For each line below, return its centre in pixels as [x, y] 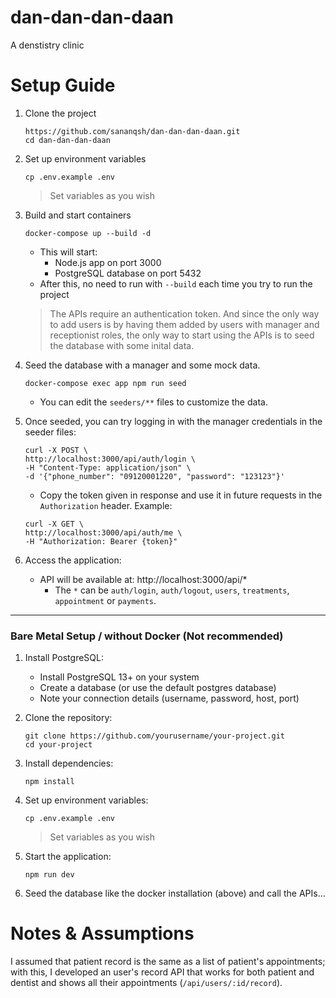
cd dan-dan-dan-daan [67, 140]
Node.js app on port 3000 [108, 262]
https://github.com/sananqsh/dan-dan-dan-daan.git [132, 131]
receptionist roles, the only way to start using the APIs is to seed [182, 335]
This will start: [68, 252]
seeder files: [50, 432]
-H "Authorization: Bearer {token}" [101, 541]
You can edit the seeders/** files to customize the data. [153, 402]
